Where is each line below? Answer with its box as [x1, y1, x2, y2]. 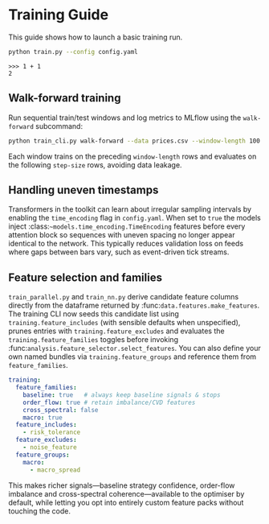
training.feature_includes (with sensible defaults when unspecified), [8, 318, 241, 328]
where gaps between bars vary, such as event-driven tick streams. [8, 247, 230, 257]
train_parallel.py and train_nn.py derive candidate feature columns [8, 292, 239, 302]
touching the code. [8, 505, 71, 516]
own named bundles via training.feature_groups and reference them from [8, 352, 257, 361]
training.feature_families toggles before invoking [8, 335, 179, 345]
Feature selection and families [8, 270, 163, 284]
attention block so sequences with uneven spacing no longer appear [8, 230, 235, 240]
